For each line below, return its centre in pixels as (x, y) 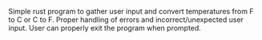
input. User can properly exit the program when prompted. (105, 28)
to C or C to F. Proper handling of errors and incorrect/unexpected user (126, 20)
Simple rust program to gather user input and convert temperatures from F (131, 11)
